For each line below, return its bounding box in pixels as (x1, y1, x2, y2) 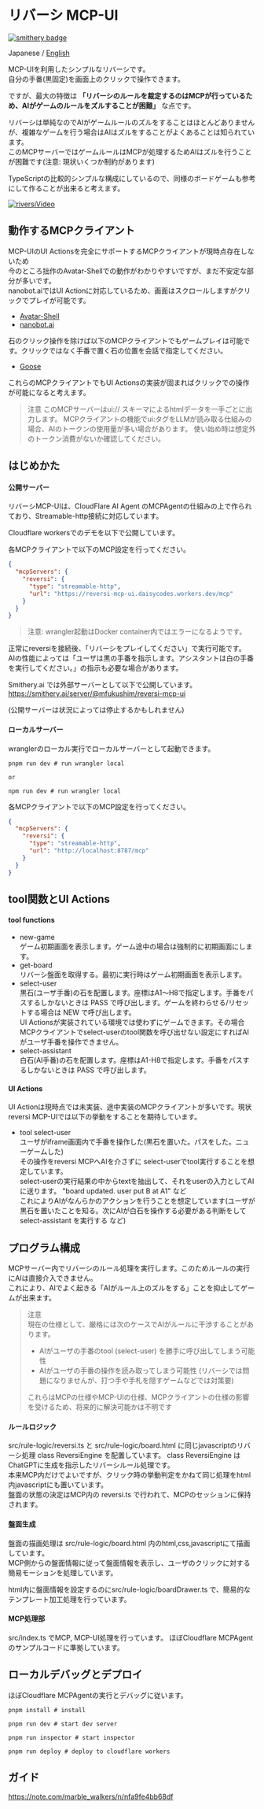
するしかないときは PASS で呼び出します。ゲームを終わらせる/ (26, 998, 229, 1008)
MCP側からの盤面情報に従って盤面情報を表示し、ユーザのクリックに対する (8, 1558, 251, 1567)
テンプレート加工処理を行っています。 (8, 1594, 131, 1604)
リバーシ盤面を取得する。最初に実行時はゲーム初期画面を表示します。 (19, 970, 246, 979)
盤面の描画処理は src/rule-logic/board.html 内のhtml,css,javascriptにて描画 (8, 1538, 251, 1548)
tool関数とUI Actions (8, 892, 110, 905)
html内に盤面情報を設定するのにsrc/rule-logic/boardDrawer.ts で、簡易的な (8, 1585, 251, 1594)
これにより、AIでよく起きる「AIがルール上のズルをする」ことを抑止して (8, 1283, 241, 1293)
